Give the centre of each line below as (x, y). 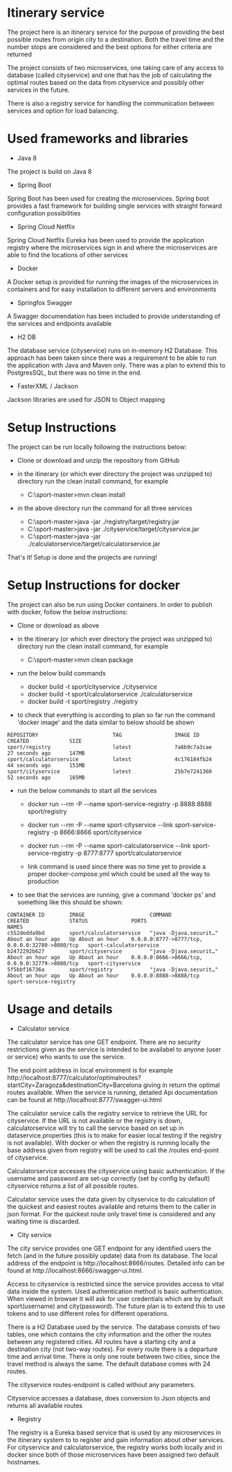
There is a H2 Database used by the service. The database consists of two (114, 1327)
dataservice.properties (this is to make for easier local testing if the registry (115, 1135)
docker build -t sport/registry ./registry (83, 701)
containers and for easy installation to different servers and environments (112, 289)
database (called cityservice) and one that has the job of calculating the (110, 75)
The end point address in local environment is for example (90, 1070)
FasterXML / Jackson (47, 386)
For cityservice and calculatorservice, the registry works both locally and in (115, 1447)
